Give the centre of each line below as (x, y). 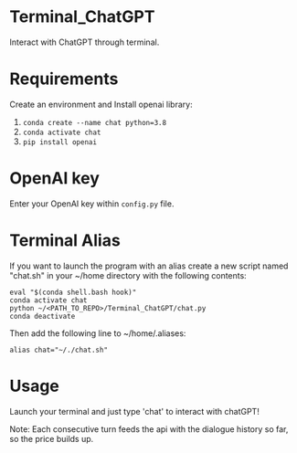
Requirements (64, 79)
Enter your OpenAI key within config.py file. (92, 204)
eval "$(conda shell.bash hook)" (73, 292)
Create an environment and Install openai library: (101, 104)
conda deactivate (42, 316)
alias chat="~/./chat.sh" (58, 350)
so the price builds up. (52, 438)
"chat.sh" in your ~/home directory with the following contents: (128, 275)
